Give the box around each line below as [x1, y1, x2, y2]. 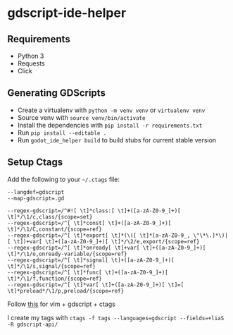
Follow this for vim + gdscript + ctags [7, 300, 116, 308]
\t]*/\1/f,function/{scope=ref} [7, 275, 102, 282]
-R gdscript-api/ [7, 321, 58, 328]
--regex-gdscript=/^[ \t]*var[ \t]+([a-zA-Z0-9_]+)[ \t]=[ [7, 281, 184, 288]
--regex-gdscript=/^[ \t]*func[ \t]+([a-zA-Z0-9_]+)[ [7, 269, 169, 276]
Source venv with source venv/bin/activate [17, 113, 146, 121]
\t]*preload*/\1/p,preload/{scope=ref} [7, 287, 125, 294]
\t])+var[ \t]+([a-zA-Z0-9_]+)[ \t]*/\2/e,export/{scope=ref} [13, 238, 200, 245]
